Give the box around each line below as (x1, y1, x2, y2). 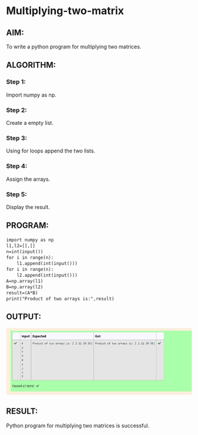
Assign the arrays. (6, 175, 51, 182)
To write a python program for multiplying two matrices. (6, 43, 141, 50)
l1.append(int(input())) (16, 260, 78, 266)
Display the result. (6, 203, 50, 210)
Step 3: (6, 134, 28, 142)
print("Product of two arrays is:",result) (6, 295, 115, 301)
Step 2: (6, 106, 28, 114)
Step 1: (6, 78, 26, 86)
